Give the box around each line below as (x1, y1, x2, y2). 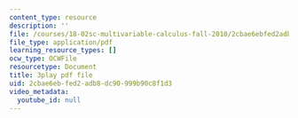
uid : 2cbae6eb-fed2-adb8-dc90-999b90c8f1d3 (9, 79, 173, 88)
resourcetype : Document (9, 63, 98, 72)
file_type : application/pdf (9, 37, 114, 47)
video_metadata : (9, 87, 69, 96)
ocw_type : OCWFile (9, 54, 77, 63)
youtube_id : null (17, 95, 82, 105)
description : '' (9, 21, 69, 30)
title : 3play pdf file (9, 71, 93, 80)
